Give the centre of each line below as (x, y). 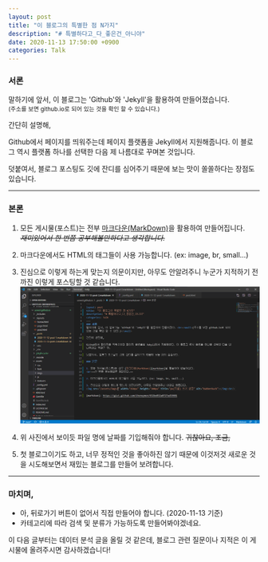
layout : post (30, 17)
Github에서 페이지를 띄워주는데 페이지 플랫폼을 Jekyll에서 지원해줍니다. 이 (124, 142)
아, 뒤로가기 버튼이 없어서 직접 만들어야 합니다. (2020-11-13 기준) (121, 513)
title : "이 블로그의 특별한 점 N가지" (63, 25)
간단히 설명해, (30, 125)
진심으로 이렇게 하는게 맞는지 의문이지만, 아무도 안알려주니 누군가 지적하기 (135, 272)
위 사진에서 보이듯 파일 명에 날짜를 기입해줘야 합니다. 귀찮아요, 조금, (125, 437)
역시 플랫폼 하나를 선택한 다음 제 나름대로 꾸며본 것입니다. (106, 152)
